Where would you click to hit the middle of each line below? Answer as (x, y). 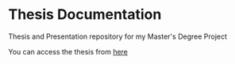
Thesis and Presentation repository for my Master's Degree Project (118, 36)
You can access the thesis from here (68, 51)
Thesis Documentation (85, 15)
